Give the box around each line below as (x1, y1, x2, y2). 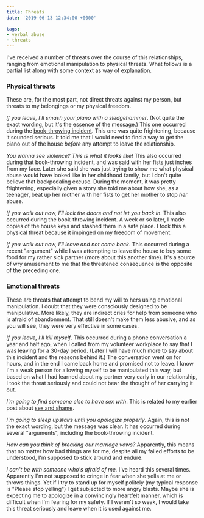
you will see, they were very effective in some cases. (6, 322, 139, 329)
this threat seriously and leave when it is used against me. (6, 505, 152, 512)
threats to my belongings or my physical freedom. (6, 102, 132, 110)
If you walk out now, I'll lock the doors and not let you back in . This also (6, 209, 186, 217)
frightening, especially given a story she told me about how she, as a (6, 185, 179, 192)
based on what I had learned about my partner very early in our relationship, (6, 372, 198, 380)
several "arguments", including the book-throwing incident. (6, 429, 154, 436)
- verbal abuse (6, 31, 45, 37)
